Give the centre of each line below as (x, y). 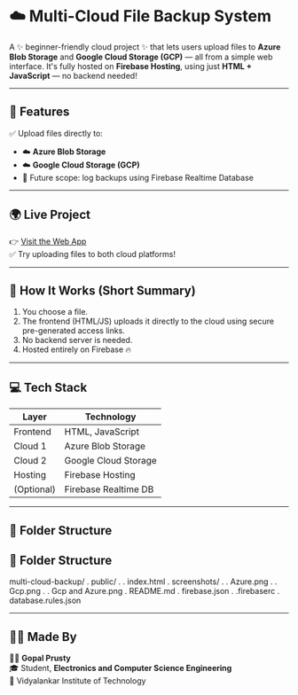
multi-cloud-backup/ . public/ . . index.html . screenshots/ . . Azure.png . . (143, 582)
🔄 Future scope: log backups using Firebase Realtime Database (138, 177)
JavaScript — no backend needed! (73, 75)
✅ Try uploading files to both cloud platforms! (92, 254)
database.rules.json (45, 601)
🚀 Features (39, 112)
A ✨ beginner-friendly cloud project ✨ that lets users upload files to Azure (145, 47)
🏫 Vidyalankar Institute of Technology (78, 681)
